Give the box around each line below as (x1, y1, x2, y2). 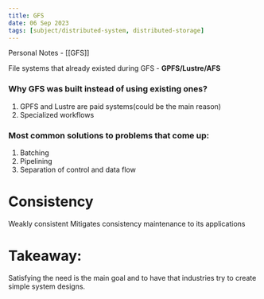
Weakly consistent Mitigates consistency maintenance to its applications (8, 219, 246, 228)
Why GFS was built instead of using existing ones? (8, 83, 208, 95)
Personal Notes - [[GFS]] (8, 49, 90, 58)
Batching (19, 148, 49, 157)
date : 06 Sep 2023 (8, 19, 69, 27)
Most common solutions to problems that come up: (8, 130, 209, 141)
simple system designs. (8, 282, 86, 291)
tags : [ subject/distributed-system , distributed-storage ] (8, 26, 204, 34)
